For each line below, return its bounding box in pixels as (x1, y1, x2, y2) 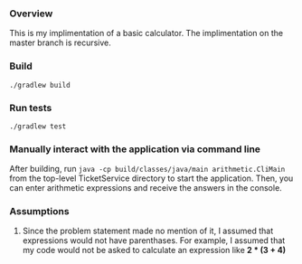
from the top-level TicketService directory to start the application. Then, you (9, 173, 294, 184)
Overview (9, 7, 53, 20)
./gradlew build (9, 80, 71, 90)
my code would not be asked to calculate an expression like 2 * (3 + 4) (22, 245, 287, 256)
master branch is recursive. (9, 37, 111, 48)
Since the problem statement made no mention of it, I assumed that (22, 225, 274, 237)
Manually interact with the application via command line (9, 143, 260, 156)
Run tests (9, 101, 52, 114)
